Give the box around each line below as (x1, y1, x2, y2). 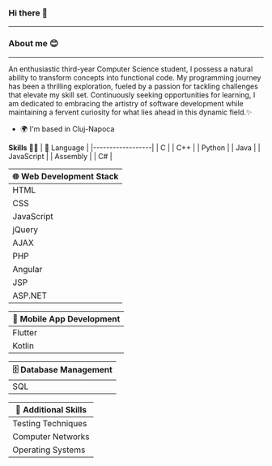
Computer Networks (12, 430, 91, 442)
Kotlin (12, 340, 35, 352)
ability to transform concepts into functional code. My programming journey (8, 72, 261, 82)
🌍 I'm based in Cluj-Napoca (19, 123, 115, 133)
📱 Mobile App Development (12, 313, 121, 324)
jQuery (12, 223, 39, 235)
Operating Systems (12, 444, 86, 455)
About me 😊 (8, 38, 59, 50)
